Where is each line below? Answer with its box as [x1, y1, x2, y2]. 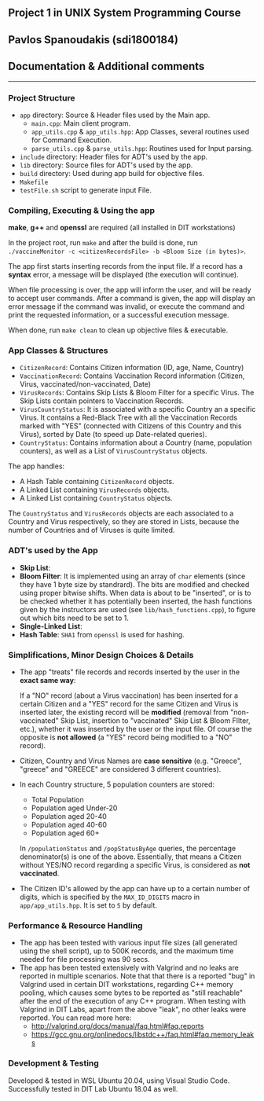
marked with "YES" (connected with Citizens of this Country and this [19, 421, 242, 431]
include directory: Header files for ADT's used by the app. [19, 152, 208, 161]
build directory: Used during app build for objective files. [19, 168, 204, 178]
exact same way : [19, 676, 76, 685]
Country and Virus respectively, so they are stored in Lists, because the [8, 517, 240, 527]
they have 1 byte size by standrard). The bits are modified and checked [19, 579, 250, 589]
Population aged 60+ [31, 828, 100, 838]
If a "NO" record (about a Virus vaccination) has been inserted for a [19, 691, 238, 700]
